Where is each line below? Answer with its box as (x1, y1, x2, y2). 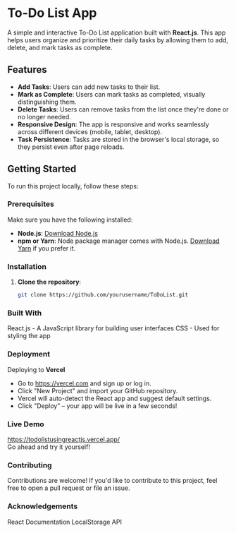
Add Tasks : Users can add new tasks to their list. (17, 83, 161, 91)
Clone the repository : (17, 277, 82, 287)
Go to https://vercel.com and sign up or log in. (17, 379, 151, 388)
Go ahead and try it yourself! (7, 443, 90, 451)
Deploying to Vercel (7, 365, 66, 373)
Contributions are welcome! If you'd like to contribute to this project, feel (7, 477, 218, 485)
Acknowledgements (7, 501, 78, 511)
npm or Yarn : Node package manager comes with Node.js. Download (17, 236, 220, 245)
